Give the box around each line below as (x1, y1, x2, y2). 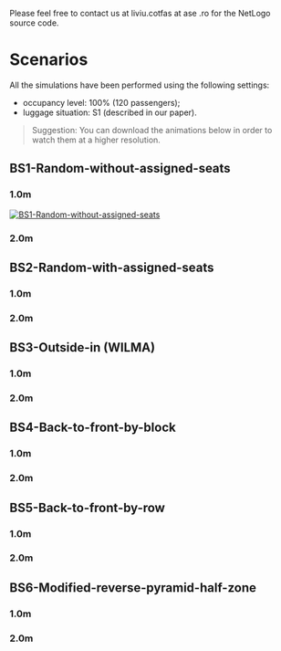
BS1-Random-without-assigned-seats (9, 161, 231, 176)
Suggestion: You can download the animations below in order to (31, 124, 273, 135)
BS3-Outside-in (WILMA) (9, 340, 156, 355)
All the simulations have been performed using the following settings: (9, 79, 270, 90)
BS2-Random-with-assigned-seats (9, 259, 214, 275)
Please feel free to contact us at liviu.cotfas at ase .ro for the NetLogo (9, 8, 271, 18)
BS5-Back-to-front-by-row (9, 499, 166, 515)
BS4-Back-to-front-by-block (9, 420, 176, 436)
